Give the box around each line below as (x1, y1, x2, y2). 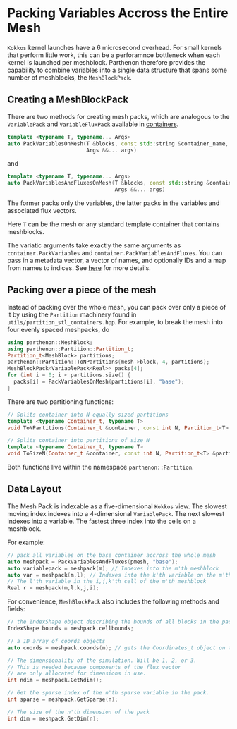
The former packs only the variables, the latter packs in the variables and (7, 199, 220, 207)
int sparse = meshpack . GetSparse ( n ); (7, 696, 119, 703)
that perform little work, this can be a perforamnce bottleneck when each (7, 51, 221, 59)
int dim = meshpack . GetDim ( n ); (7, 715, 99, 722)
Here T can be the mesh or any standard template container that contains (7, 220, 220, 228)
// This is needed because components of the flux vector (7, 663, 181, 670)
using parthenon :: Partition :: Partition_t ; (7, 345, 134, 353)
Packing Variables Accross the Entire (7, 5, 229, 21)
